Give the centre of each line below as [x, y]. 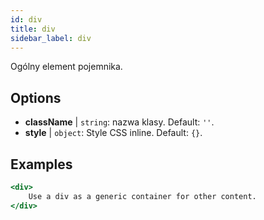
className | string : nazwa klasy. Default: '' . [119, 122]
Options [36, 97]
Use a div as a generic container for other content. [142, 196]
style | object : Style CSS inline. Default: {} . [113, 133]
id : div [26, 19]
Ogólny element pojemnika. [66, 67]
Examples [41, 164]
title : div [33, 29]
